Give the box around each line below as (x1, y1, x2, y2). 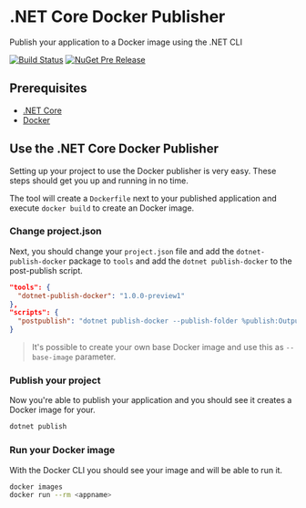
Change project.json (9, 225, 102, 238)
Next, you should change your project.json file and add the (9, 245, 235, 256)
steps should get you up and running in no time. (9, 175, 189, 186)
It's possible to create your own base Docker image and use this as (31, 342, 284, 353)
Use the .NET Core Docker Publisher (9, 141, 219, 157)
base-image (31, 353, 74, 362)
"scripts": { (9, 308, 59, 317)
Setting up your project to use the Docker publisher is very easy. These (9, 165, 277, 176)
